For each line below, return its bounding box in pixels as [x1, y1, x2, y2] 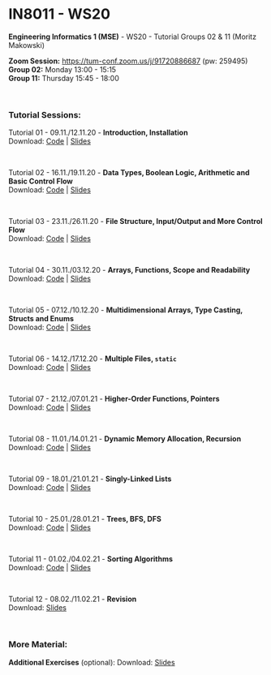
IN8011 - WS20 [8, 5, 111, 24]
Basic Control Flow [8, 176, 73, 187]
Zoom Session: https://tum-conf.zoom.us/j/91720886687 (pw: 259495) [8, 56, 248, 66]
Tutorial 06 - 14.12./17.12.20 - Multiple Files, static [8, 354, 177, 363]
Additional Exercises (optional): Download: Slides [8, 657, 176, 667]
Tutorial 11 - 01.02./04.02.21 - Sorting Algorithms [8, 554, 173, 564]
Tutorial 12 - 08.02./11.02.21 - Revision [8, 594, 137, 604]
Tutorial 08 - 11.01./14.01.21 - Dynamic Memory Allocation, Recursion [8, 434, 242, 444]
